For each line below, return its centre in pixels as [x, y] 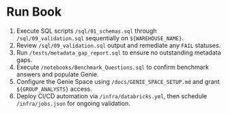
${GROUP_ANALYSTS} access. [54, 89]
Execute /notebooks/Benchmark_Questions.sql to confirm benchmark [113, 67]
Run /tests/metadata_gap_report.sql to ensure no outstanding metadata [118, 53]
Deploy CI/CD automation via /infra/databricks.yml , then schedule [112, 96]
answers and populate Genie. [58, 74]
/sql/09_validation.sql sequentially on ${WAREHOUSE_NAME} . [100, 38]
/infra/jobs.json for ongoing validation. [73, 103]
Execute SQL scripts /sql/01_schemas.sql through [86, 31]
